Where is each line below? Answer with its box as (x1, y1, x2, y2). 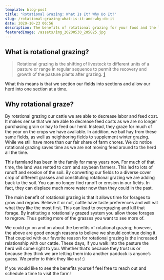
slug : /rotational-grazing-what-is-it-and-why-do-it (5, 16, 115, 21)
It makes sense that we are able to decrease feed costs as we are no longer (5, 118, 157, 124)
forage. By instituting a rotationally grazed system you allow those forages (5, 210, 155, 215)
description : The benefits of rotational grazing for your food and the (5, 25, 156, 30)
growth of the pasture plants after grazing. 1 (17, 71, 105, 77)
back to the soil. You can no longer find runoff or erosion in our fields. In (5, 179, 150, 186)
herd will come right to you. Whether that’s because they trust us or (5, 245, 141, 251)
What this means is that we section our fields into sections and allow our (5, 81, 151, 86)
